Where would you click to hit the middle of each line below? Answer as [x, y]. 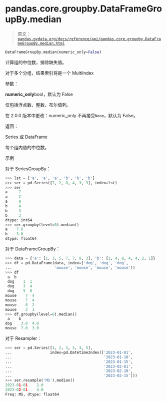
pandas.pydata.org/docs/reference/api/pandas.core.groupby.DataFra [89, 39]
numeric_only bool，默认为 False [39, 94]
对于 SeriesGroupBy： [28, 169]
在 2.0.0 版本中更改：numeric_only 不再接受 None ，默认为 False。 [72, 115]
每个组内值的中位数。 [27, 147]
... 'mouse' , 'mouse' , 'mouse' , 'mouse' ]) [70, 268]
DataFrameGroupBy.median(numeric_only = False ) [53, 52]
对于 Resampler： [23, 338]
